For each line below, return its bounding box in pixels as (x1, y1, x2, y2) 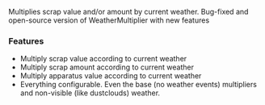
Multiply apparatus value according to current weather (19, 71, 202, 81)
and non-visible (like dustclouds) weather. (19, 88, 160, 98)
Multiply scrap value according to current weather (19, 54, 187, 64)
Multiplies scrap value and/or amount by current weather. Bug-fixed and (8, 7, 249, 16)
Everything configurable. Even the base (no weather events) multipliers (19, 80, 257, 90)
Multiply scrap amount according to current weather (19, 62, 194, 72)
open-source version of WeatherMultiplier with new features (8, 15, 210, 25)
